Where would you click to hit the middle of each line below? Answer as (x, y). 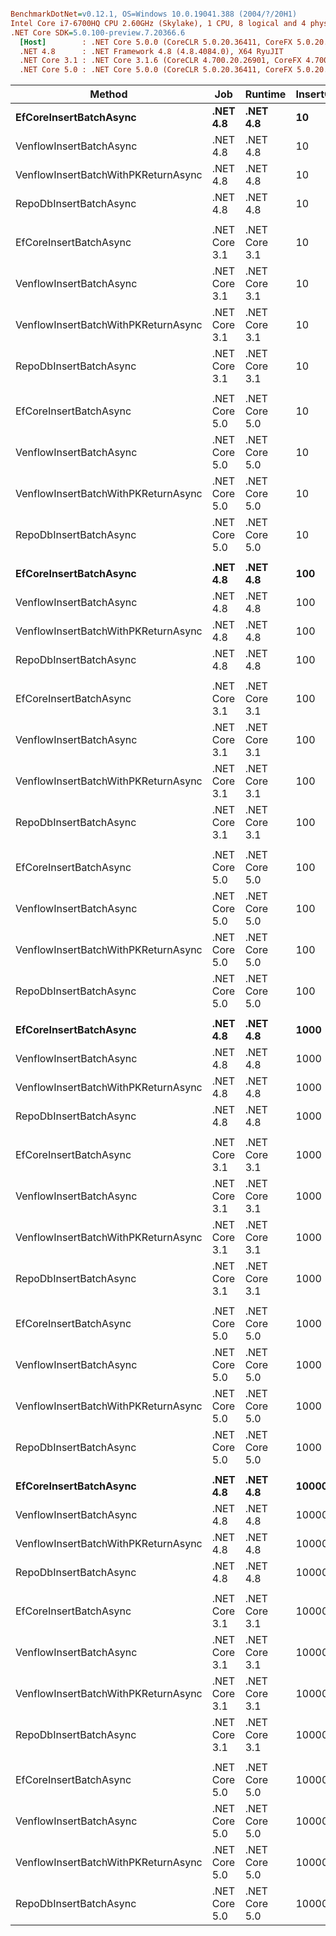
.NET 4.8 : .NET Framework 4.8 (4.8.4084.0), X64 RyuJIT (151, 51)
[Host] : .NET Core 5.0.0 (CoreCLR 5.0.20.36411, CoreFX (156, 42)
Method (108, 94)
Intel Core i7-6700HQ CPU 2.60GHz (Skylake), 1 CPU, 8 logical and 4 (158, 23)
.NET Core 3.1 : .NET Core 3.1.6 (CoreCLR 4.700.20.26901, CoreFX (160, 61)
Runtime (265, 94)
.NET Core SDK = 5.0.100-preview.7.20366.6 (98, 32)
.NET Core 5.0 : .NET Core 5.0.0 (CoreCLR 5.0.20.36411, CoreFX (156, 70)
